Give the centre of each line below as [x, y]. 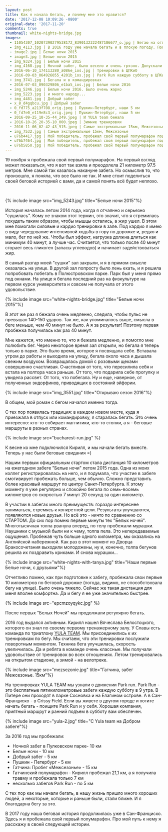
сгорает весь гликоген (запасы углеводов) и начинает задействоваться [82, 248]
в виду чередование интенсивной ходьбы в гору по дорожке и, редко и [82, 232]
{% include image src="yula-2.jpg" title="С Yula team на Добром [73, 721]
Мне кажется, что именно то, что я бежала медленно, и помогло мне [79, 340]
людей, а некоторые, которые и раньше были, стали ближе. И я [73, 798]
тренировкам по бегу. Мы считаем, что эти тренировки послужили [77, 638]
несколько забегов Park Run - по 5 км [53, 783]
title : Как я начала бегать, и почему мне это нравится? [66, 15]
